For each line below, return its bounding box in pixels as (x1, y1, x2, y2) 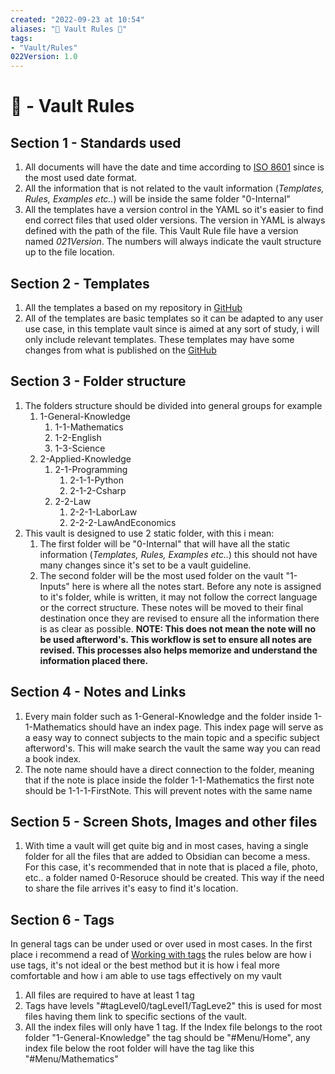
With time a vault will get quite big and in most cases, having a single (24, 840, 309, 852)
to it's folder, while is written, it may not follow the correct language (39, 591, 318, 603)
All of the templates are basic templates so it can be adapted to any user (24, 312, 324, 324)
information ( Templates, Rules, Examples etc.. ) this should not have (39, 548, 318, 560)
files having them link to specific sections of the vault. (24, 1011, 248, 1023)
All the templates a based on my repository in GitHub (24, 301, 243, 313)
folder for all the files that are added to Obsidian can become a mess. (24, 851, 311, 863)
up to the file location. (24, 246, 115, 258)
